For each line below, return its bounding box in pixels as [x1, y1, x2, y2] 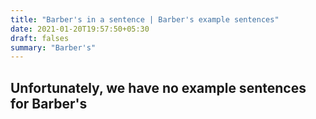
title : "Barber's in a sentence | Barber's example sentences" [10, 14, 280, 25]
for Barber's [10, 95, 88, 112]
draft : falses [10, 33, 70, 43]
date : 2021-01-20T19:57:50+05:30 [10, 24, 150, 34]
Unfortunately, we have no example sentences [10, 79, 307, 96]
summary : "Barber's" [10, 42, 97, 53]
